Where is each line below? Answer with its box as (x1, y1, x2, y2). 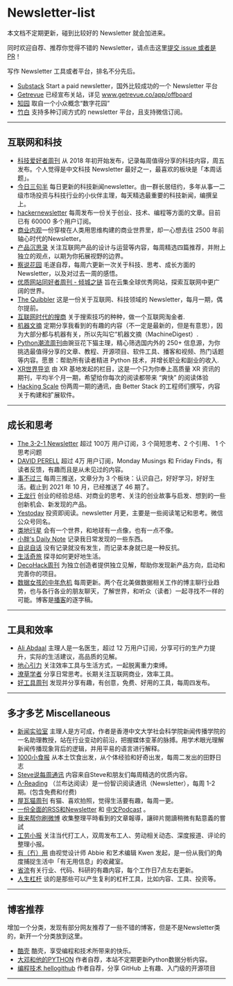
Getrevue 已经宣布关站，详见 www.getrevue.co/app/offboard (17, 90, 193, 99)
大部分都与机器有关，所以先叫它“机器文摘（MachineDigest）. (23, 330, 199, 338)
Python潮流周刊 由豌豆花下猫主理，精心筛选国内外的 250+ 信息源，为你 (17, 338, 221, 346)
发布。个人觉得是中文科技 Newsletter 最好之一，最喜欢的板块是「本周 (17, 165, 216, 173)
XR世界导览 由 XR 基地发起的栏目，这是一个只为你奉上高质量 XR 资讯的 (17, 365, 221, 373)
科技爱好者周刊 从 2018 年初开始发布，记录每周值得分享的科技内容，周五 (17, 156, 225, 165)
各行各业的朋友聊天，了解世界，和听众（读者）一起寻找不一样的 (41, 587, 224, 595)
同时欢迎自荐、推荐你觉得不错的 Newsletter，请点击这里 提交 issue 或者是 (7, 43, 216, 51)
